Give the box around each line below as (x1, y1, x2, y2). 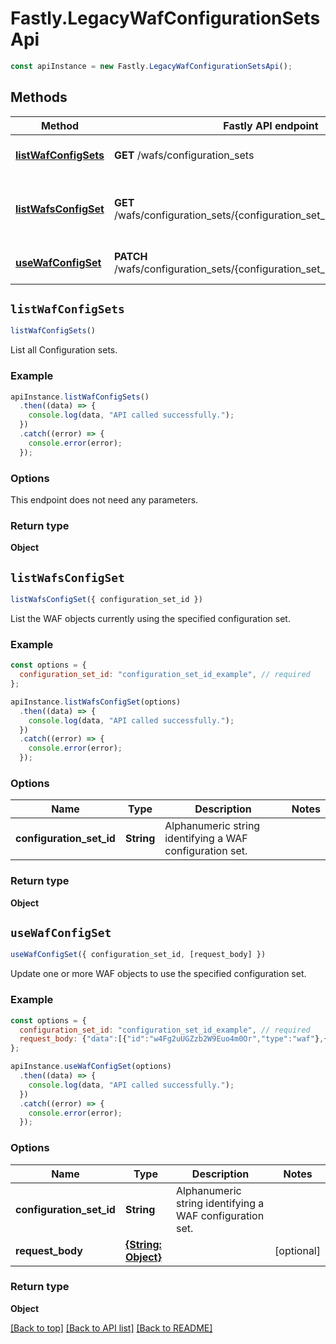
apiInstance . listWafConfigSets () (10, 392, 150, 402)
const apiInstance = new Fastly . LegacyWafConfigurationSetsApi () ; (10, 61, 293, 71)
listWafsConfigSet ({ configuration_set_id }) (10, 595, 203, 605)
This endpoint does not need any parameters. (10, 494, 199, 506)
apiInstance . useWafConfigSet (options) (10, 1062, 172, 1072)
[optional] (274, 1243, 321, 1257)
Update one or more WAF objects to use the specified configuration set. (10, 968, 307, 980)
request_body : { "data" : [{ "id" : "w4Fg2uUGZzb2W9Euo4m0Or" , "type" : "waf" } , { (19, 1034, 329, 1044)
